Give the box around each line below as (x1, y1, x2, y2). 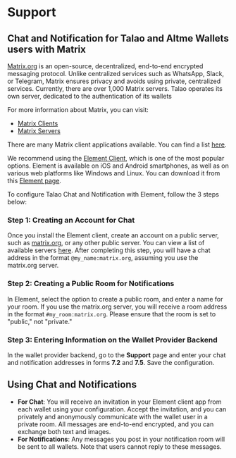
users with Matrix (7, 43, 86, 55)
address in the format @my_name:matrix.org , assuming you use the (7, 254, 199, 262)
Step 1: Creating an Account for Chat (7, 215, 135, 225)
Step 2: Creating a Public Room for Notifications (7, 279, 175, 289)
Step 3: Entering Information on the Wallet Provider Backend (7, 335, 218, 345)
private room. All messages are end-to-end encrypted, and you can (17, 420, 214, 428)
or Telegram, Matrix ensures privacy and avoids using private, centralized (7, 77, 221, 85)
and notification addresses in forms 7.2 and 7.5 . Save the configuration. (7, 358, 215, 366)
